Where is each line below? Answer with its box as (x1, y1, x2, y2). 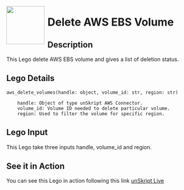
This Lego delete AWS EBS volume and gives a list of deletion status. (6, 55, 179, 63)
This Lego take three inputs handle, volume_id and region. (6, 143, 152, 150)
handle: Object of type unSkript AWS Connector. (17, 100, 143, 106)
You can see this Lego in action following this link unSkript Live (6, 177, 165, 185)
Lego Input (6, 127, 48, 138)
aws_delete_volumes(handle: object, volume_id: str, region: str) (6, 89, 179, 96)
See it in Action (6, 161, 65, 172)
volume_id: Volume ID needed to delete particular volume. (17, 105, 171, 111)
